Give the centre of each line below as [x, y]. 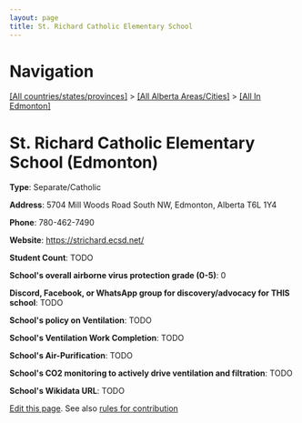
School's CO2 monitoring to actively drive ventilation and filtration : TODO [151, 373]
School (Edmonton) [84, 162]
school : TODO [36, 303]
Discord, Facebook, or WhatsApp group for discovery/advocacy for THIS [150, 293]
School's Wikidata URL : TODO [67, 391]
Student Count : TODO [51, 258]
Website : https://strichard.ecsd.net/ [77, 240]
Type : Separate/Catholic [55, 187]
